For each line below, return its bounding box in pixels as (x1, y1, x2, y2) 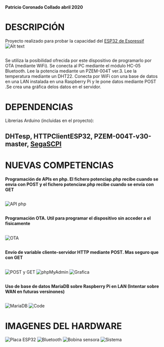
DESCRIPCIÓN (5, 22, 65, 33)
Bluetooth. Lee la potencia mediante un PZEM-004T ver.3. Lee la (5, 68, 137, 74)
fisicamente (5, 221, 31, 227)
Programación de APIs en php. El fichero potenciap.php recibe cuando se (5, 176, 159, 182)
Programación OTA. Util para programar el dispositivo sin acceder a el (5, 215, 151, 221)
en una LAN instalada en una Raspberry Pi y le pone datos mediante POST (5, 79, 157, 85)
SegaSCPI (30, 140, 62, 148)
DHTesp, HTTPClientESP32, (5, 132, 93, 140)
